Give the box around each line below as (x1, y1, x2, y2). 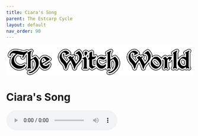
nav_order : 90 (6, 28, 41, 34)
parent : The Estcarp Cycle (6, 15, 73, 22)
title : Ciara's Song (6, 9, 58, 15)
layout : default (6, 22, 46, 28)
